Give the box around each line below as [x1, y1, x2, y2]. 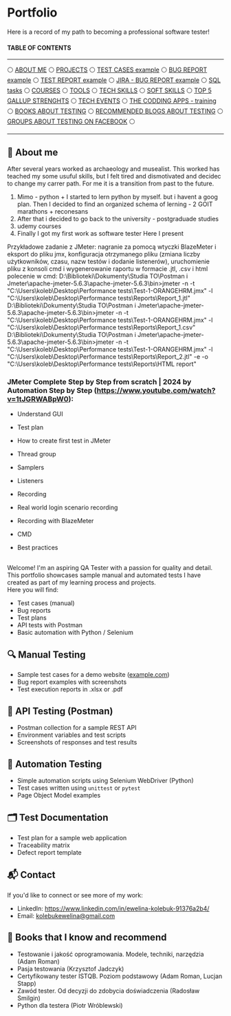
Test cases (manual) [16, 598, 75, 607]
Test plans [16, 613, 47, 622]
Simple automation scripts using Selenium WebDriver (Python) [16, 777, 194, 785]
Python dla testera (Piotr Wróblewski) [16, 1001, 123, 1009]
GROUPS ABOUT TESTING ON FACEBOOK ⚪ [7, 117, 135, 125]
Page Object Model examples [16, 791, 101, 800]
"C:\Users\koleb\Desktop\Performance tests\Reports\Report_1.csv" [7, 323, 196, 332]
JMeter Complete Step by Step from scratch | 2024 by [7, 377, 192, 387]
